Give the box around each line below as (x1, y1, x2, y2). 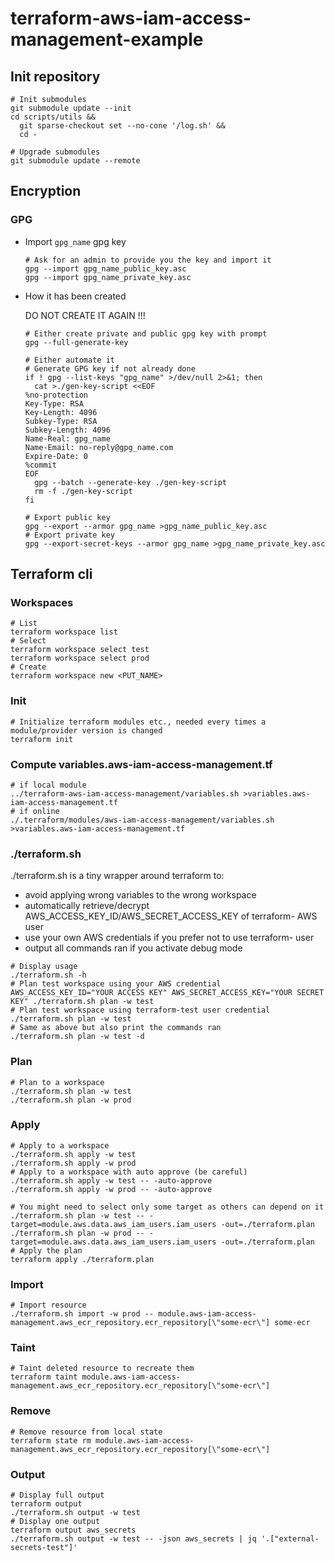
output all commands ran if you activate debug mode (24, 942, 243, 954)
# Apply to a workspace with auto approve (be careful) (10, 1167, 248, 1177)
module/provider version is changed (10, 725, 163, 736)
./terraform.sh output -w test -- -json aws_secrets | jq (10, 1534, 257, 1544)
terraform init (10, 734, 74, 744)
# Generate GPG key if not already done (24, 363, 196, 374)
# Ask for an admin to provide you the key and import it (24, 255, 272, 265)
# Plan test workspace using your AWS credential (10, 979, 222, 989)
